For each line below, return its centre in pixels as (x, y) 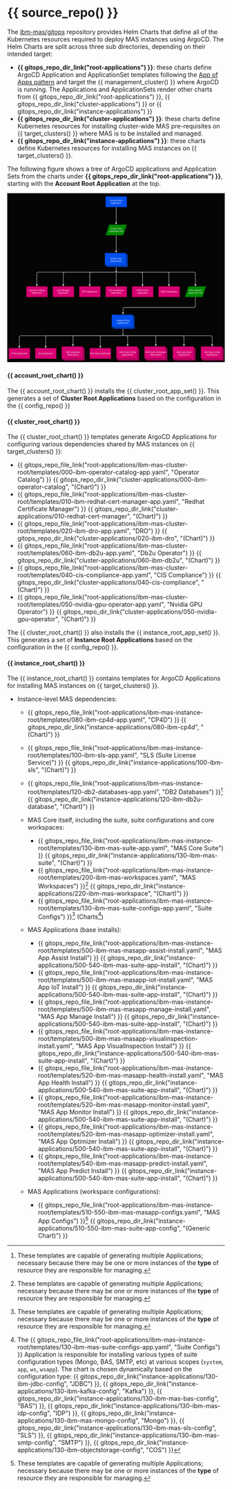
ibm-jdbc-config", (42, 1383)
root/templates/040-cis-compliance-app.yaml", (85, 575)
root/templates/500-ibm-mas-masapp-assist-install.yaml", (121, 950)
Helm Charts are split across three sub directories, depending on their (106, 46)
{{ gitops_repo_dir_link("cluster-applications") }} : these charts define (119, 118)
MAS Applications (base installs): (75, 930)
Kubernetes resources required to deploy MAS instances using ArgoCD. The (116, 39)
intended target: (30, 54)
